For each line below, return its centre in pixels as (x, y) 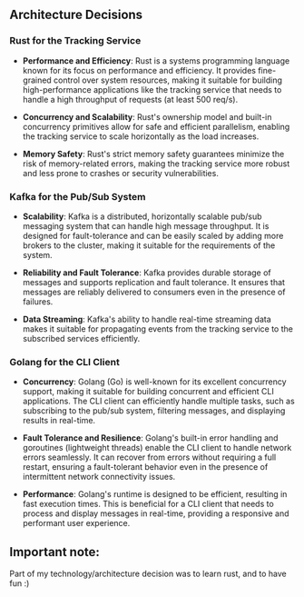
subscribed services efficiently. (81, 338)
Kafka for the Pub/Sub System (78, 196)
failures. (38, 301)
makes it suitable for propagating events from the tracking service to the (157, 328)
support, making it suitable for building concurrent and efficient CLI (148, 392)
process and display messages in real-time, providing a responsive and (156, 513)
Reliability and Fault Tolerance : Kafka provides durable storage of (147, 273)
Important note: (54, 552)
